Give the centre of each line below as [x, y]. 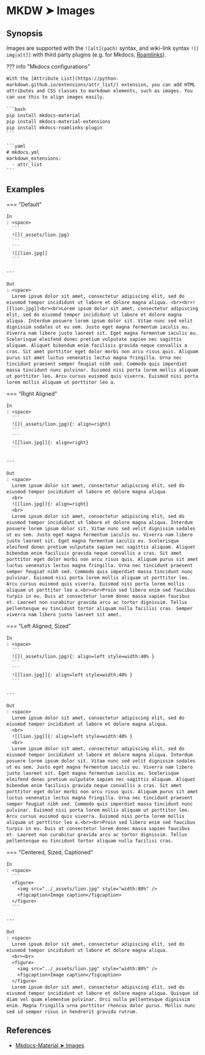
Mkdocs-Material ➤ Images [50, 1045]
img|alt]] [19, 55]
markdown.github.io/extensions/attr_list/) [63, 85]
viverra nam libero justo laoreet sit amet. [64, 614]
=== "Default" [24, 204]
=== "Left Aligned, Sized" [39, 626]
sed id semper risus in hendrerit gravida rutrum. [72, 1011]
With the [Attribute [33, 79]
